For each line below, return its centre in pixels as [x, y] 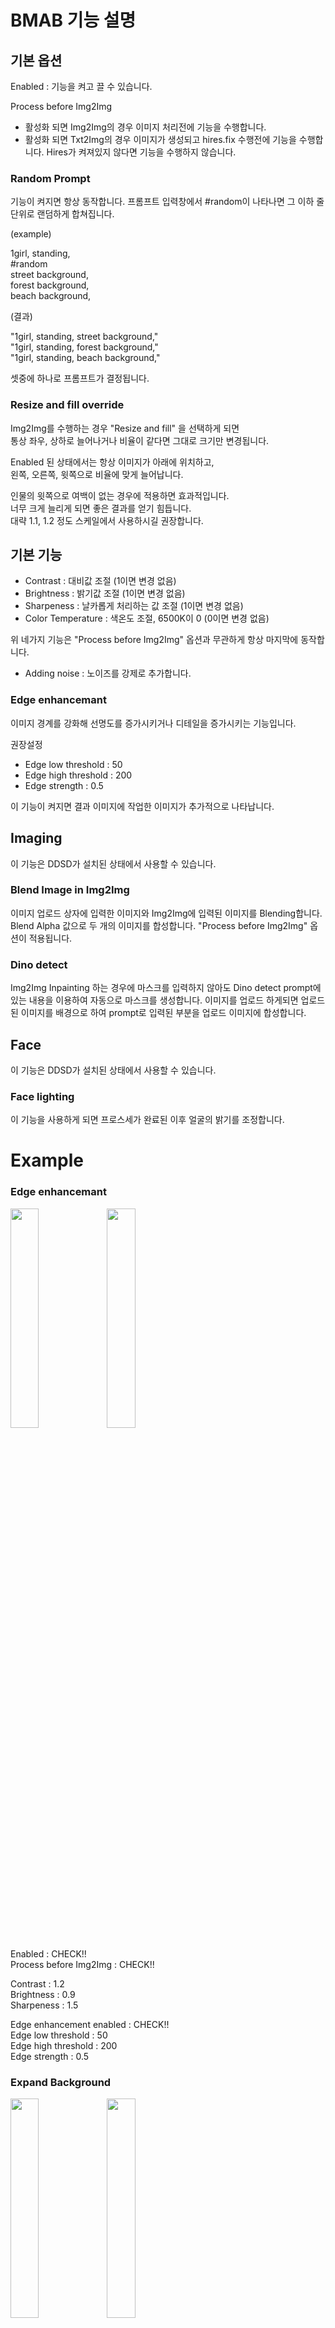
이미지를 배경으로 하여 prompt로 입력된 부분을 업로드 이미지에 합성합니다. [163, 1013]
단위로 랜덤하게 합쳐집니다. [62, 214]
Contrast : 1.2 [37, 1983]
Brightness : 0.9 [43, 1994]
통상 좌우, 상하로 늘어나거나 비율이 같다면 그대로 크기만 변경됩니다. [140, 440]
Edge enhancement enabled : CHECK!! [90, 2024]
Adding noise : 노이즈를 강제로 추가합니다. [108, 673]
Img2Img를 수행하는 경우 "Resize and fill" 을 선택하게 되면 [125, 428]
